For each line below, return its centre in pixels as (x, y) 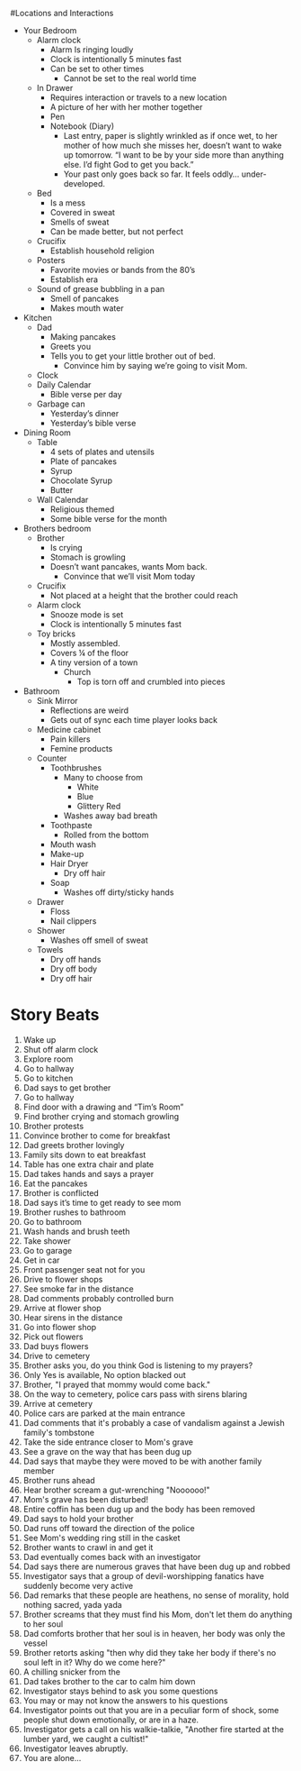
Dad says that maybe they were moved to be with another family (142, 1461)
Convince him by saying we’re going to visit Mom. (155, 365)
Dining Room (47, 433)
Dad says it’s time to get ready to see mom (102, 1202)
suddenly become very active (78, 1585)
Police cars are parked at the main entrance (104, 1413)
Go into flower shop (60, 1327)
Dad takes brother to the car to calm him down (109, 1681)
